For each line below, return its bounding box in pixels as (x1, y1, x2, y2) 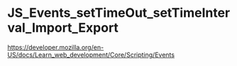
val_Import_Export (7, 20, 119, 36)
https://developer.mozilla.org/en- (7, 43, 104, 51)
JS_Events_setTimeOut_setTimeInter (7, 5, 231, 21)
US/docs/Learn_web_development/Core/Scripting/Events (7, 51, 175, 59)
